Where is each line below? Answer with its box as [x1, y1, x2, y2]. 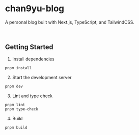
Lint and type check [12, 93, 53, 99]
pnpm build [5, 125, 28, 130]
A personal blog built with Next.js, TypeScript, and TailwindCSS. [5, 19, 135, 25]
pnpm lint [5, 102, 26, 107]
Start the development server [12, 74, 72, 80]
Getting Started [5, 43, 54, 52]
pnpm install [5, 65, 32, 70]
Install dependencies [12, 56, 55, 62]
